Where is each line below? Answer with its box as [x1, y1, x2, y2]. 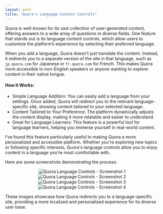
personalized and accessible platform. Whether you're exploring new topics [5, 139, 158, 145]
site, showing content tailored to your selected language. [29, 103, 144, 109]
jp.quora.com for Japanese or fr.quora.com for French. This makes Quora [5, 61, 153, 67]
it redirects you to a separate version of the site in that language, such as [5, 55, 152, 61]
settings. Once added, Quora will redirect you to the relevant [12, 98, 134, 104]
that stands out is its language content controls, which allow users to [5, 35, 143, 42]
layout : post [5, 7, 32, 12]
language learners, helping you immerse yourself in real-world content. [12, 124, 155, 130]
